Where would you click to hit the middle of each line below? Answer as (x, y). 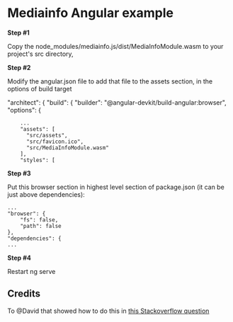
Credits (24, 294)
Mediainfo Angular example (90, 13)
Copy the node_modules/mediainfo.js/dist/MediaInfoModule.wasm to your (115, 46)
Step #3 (19, 173)
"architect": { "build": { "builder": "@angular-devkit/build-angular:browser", (117, 102)
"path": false (41, 226)
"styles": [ (38, 160)
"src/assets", (47, 135)
